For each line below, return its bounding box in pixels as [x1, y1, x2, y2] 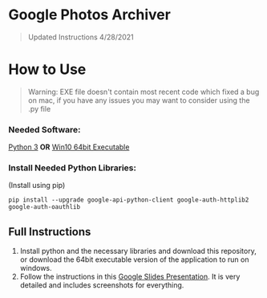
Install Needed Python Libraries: [8, 162, 136, 173]
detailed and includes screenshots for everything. [19, 280, 184, 290]
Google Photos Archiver [8, 6, 171, 24]
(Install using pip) [8, 181, 66, 190]
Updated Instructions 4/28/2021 [27, 32, 134, 42]
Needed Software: [8, 124, 81, 135]
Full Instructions [8, 225, 91, 239]
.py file [27, 104, 51, 113]
